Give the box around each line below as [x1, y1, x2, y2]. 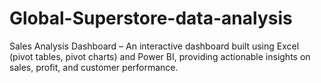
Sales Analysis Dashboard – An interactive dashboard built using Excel [9, 40, 300, 52]
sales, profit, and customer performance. [9, 61, 179, 73]
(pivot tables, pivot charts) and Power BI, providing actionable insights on [9, 50, 311, 62]
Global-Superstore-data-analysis [9, 7, 293, 30]
